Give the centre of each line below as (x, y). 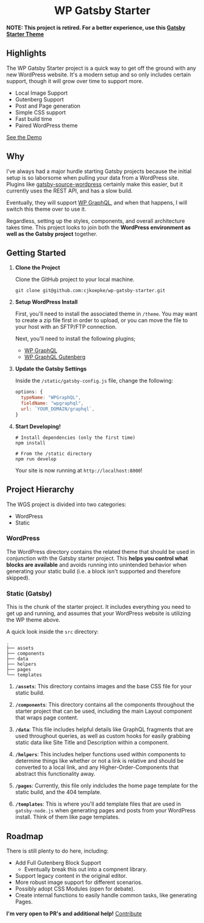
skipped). (18, 578)
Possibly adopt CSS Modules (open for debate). (75, 888)
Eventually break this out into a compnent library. (86, 869)
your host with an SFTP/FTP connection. (66, 327)
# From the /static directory (54, 454)
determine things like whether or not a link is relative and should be (99, 761)
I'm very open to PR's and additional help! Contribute (74, 913)
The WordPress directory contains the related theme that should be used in (100, 551)
